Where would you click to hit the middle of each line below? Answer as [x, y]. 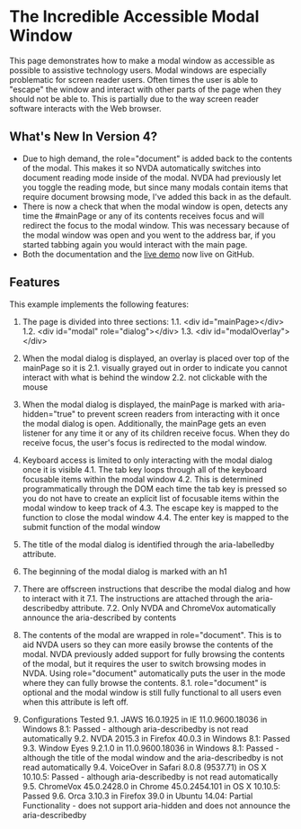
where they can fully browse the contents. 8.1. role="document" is [144, 682]
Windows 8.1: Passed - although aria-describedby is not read [135, 729]
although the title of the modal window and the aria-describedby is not [153, 757]
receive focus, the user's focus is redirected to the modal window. [145, 442]
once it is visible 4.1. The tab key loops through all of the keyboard [145, 469]
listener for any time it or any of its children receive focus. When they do [156, 433]
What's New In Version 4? [84, 137]
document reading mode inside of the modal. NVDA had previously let [151, 177]
